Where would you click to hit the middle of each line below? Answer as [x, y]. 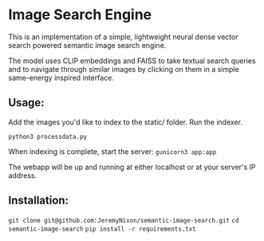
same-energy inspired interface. [61, 77]
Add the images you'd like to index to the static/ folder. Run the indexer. [126, 122]
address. [23, 175]
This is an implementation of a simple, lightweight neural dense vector [123, 37]
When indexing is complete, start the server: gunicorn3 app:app [112, 151]
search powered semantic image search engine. [87, 45]
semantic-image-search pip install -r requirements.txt [102, 229]
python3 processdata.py [48, 136]
